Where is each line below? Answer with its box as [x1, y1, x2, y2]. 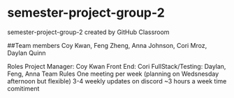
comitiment [7, 84, 40, 92]
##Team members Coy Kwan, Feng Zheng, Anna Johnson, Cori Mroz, [7, 41, 207, 49]
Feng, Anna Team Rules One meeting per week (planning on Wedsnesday [7, 70, 219, 78]
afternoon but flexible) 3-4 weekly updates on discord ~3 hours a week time [7, 76, 227, 85]
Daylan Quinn [7, 49, 47, 57]
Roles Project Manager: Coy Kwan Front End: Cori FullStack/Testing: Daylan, [7, 62, 226, 70]
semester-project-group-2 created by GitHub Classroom [7, 28, 170, 36]
